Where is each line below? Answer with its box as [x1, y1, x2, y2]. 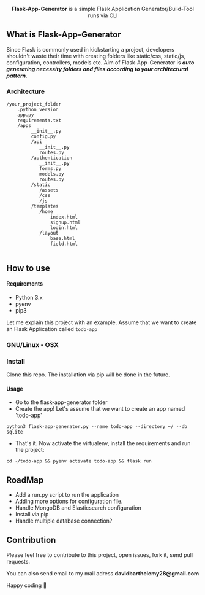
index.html [50, 214, 78, 220]
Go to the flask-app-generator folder [15, 399, 108, 406]
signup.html [50, 219, 81, 226]
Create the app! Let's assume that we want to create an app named [15, 405, 185, 413]
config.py [31, 133, 56, 140]
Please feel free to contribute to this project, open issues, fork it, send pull [6, 551, 193, 558]
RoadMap [6, 475, 44, 485]
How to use [6, 263, 50, 273]
